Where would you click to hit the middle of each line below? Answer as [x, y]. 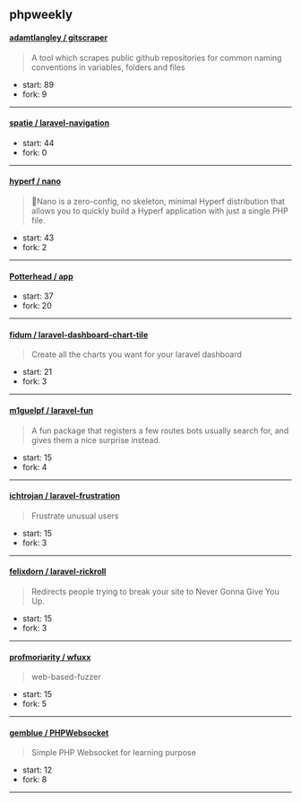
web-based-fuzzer [66, 677]
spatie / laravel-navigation [60, 123]
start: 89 [38, 84]
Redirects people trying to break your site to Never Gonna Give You [155, 592]
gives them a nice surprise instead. [96, 440]
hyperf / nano [35, 181]
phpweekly [41, 15]
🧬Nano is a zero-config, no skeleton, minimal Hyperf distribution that [158, 201]
